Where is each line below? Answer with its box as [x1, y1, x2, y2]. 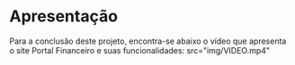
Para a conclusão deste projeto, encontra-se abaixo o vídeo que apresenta [9, 36, 287, 46]
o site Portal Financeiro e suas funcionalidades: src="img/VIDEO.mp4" [9, 45, 271, 55]
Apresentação [9, 6, 119, 27]
